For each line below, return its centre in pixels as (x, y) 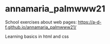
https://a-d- (90, 22)
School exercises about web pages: (41, 22)
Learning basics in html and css (37, 36)
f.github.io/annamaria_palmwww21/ (41, 27)
